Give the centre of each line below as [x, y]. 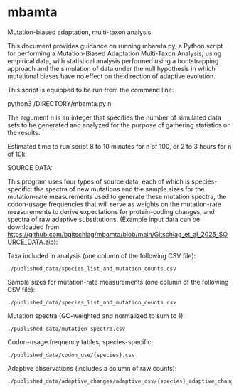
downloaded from [33, 227]
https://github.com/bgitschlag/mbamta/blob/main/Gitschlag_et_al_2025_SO [118, 234]
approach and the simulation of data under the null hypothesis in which [111, 68]
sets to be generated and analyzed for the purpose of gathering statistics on [119, 125]
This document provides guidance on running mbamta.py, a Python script [115, 46]
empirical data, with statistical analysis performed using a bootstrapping [113, 60]
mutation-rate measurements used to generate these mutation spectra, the [117, 196]
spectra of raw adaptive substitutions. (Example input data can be [104, 219]
